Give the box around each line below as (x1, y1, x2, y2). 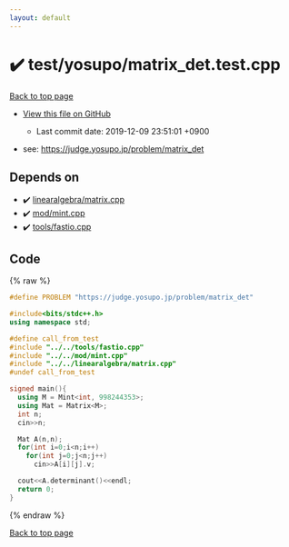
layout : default (9, 13, 71, 23)
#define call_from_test (9, 333, 100, 343)
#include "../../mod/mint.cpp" (9, 351, 128, 360)
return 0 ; (17, 484, 55, 493)
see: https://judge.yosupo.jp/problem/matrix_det (22, 143, 204, 154)
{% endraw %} (9, 510, 65, 521)
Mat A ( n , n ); (17, 434, 64, 443)
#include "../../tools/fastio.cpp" (9, 343, 144, 352)
